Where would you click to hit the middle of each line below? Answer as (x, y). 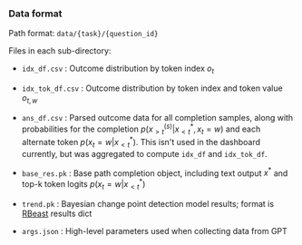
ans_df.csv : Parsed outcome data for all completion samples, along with (157, 117)
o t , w (29, 99)
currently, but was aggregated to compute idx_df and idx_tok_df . (145, 153)
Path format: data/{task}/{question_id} (83, 34)
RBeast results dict (57, 213)
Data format (35, 14)
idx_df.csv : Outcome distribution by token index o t (118, 69)
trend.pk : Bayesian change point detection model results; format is (147, 203)
